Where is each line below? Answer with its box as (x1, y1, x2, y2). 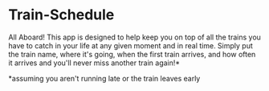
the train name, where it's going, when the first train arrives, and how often (8, 49, 256, 59)
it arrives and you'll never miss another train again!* (8, 58, 181, 68)
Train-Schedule (8, 6, 115, 24)
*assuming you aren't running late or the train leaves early (8, 73, 201, 83)
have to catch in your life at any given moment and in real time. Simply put (8, 40, 253, 50)
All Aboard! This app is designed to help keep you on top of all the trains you (8, 32, 261, 42)
